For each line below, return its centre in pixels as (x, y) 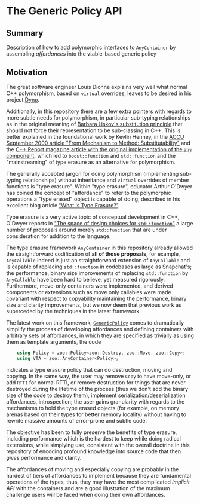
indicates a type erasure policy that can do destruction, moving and (89, 369)
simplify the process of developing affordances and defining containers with (100, 329)
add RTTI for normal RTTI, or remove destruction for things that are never (96, 382)
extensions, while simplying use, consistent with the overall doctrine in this (98, 445)
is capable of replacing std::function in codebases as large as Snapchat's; (99, 267)
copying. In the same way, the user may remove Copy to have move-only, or (99, 376)
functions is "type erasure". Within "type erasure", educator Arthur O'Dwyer (99, 186)
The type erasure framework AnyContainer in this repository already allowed (99, 248)
